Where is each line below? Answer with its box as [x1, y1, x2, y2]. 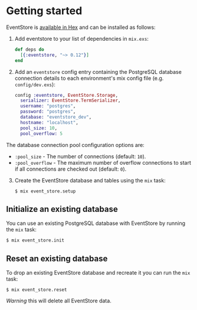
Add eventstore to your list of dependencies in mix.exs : [14, 35, 149, 42]
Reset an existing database [6, 253, 108, 263]
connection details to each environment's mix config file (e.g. [14, 74, 164, 81]
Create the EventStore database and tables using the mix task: [14, 177, 166, 184]
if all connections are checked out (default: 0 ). [14, 165, 127, 172]
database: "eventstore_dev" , [20, 114, 92, 120]
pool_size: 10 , [20, 125, 58, 131]
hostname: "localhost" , [20, 119, 78, 125]
